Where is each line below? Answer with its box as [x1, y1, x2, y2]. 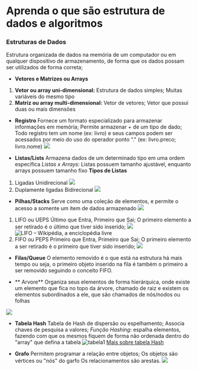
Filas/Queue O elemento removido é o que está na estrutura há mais [14, 255, 182, 262]
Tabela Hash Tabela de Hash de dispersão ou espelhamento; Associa [14, 320, 185, 327]
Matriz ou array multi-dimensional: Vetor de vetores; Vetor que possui [14, 99, 189, 107]
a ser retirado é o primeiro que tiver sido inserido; [14, 243, 136, 250]
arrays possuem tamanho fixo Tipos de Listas [14, 167, 127, 174]
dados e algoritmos [6, 17, 103, 30]
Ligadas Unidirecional [14, 179, 68, 186]
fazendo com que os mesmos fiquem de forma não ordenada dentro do [14, 333, 189, 340]
